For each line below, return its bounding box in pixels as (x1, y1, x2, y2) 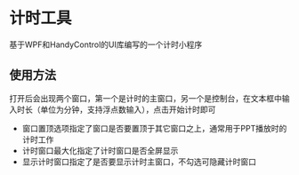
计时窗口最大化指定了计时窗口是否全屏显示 (21, 145, 179, 155)
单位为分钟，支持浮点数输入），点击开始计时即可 (39, 104, 216, 115)
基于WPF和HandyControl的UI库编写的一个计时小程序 (9, 39, 203, 50)
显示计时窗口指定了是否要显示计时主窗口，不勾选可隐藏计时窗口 (21, 156, 256, 167)
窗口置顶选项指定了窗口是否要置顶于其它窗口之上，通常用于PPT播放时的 (21, 123, 287, 133)
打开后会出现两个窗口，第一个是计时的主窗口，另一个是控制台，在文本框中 (9, 92, 282, 103)
